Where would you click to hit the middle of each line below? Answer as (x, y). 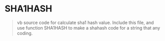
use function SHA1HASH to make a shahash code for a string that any (88, 27)
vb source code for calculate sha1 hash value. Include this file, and (85, 22)
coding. (25, 33)
